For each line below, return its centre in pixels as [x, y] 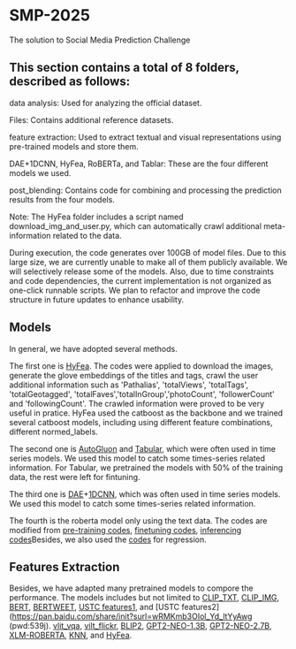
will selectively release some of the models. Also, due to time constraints [141, 271]
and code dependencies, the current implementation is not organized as [140, 280]
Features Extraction [65, 567]
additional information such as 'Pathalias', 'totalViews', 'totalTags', [129, 385]
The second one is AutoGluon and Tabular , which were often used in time [143, 448]
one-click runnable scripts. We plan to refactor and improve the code [135, 290]
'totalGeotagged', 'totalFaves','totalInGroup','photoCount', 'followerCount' [142, 393]
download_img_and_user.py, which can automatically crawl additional [136, 225]
